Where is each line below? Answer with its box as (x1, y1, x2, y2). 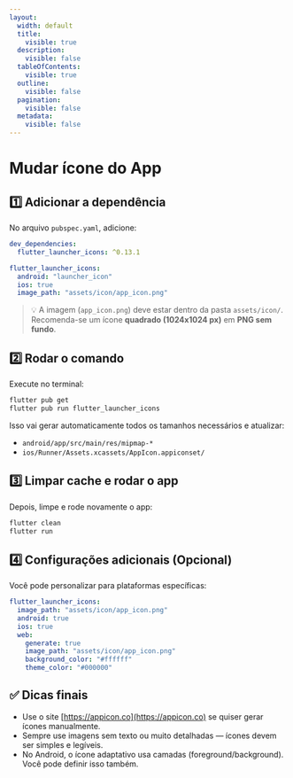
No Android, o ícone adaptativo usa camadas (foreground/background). (21, 749, 284, 759)
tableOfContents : (17, 63, 81, 72)
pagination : (17, 95, 62, 105)
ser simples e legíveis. (21, 739, 104, 750)
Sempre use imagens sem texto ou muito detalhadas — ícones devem (21, 730, 277, 741)
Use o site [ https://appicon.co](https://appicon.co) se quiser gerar (21, 711, 264, 722)
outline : (17, 79, 50, 88)
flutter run (9, 526, 53, 536)
